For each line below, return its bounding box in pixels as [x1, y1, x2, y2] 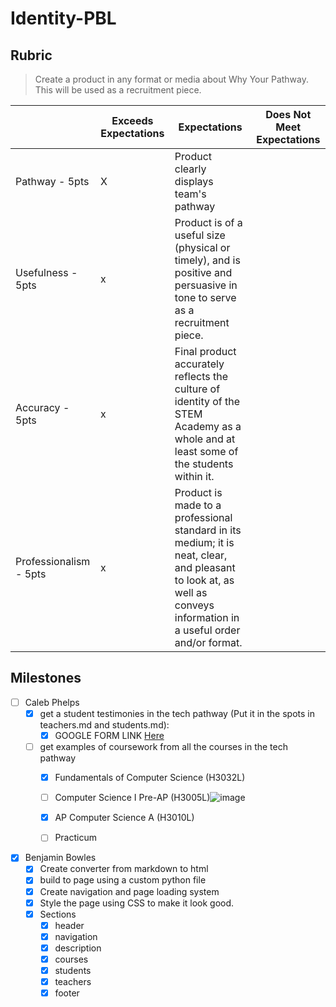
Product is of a [174, 216, 243, 229]
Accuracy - [15, 401, 70, 414]
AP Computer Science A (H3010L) [54, 812, 195, 824]
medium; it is [174, 536, 235, 549]
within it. [174, 470, 215, 483]
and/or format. [174, 636, 243, 649]
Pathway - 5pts [15, 175, 90, 188]
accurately [174, 357, 225, 371]
